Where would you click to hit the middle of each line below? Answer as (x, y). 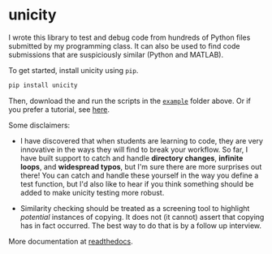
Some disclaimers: (39, 125)
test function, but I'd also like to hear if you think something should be (137, 183)
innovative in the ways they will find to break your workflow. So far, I (134, 149)
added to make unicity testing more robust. (92, 192)
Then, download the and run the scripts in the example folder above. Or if (130, 101)
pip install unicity (43, 85)
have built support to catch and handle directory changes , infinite (132, 158)
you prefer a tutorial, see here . (59, 109)
